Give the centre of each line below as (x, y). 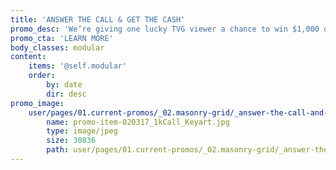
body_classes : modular (57, 47)
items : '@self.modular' (78, 66)
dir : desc (66, 94)
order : (42, 76)
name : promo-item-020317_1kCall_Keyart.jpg (138, 122)
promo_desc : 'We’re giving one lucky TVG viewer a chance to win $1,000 (165, 29)
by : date (64, 85)
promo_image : (37, 103)
